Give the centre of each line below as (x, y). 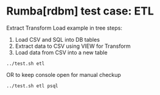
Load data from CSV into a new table (61, 52)
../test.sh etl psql (33, 86)
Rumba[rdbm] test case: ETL (80, 11)
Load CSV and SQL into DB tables (57, 39)
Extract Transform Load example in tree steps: (64, 28)
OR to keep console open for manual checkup (64, 74)
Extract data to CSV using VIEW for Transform (73, 46)
